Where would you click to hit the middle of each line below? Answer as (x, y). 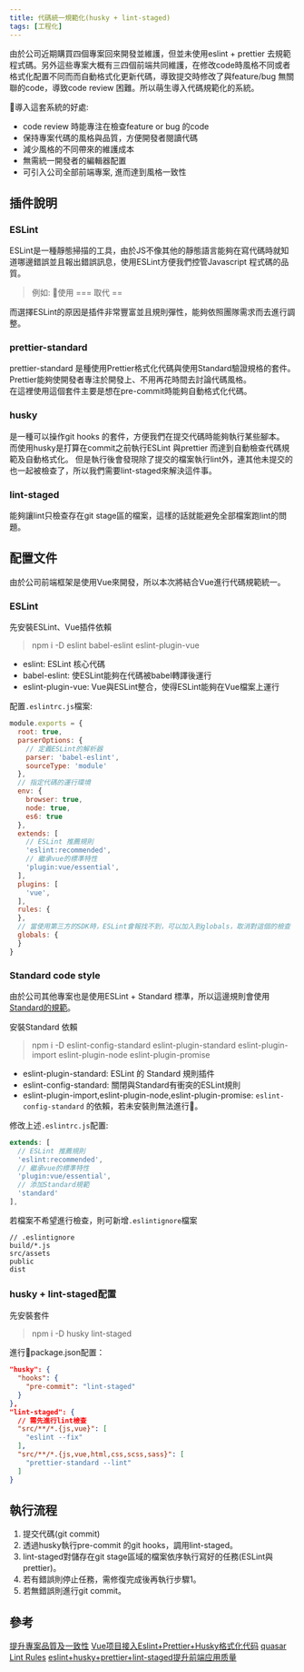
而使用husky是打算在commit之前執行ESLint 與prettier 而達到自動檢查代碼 (146, 448)
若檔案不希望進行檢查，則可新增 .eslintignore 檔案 (103, 1220)
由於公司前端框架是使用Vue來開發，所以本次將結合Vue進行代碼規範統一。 (147, 582)
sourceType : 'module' (66, 765)
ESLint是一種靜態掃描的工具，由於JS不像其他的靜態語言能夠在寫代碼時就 (145, 250)
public (22, 1262)
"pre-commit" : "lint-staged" (81, 1387)
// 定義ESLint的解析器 (64, 749)
